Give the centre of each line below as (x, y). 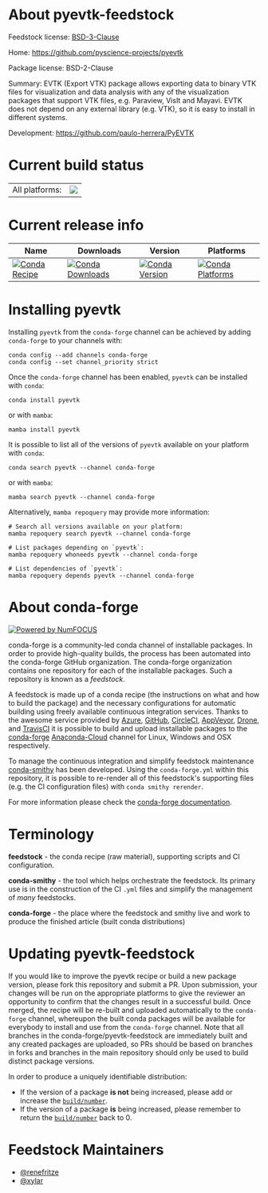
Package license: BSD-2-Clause (61, 68)
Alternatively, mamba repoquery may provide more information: (109, 512)
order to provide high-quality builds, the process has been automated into (130, 653)
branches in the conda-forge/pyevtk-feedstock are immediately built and (128, 1035)
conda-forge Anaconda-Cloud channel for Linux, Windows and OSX (120, 737)
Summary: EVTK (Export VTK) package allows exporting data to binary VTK (132, 83)
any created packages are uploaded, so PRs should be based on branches (131, 1044)
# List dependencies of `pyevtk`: (66, 568)
